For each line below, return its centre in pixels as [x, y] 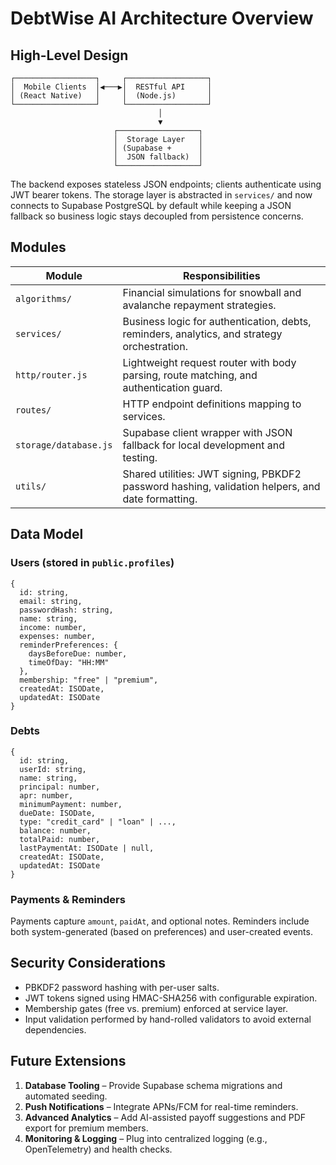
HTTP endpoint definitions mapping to [212, 404]
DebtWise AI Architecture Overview [162, 18]
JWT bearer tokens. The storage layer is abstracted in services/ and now [161, 195]
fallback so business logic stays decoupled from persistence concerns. [157, 216]
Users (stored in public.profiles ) [92, 563]
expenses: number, [58, 636]
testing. [140, 457]
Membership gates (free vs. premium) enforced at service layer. [156, 1008]
